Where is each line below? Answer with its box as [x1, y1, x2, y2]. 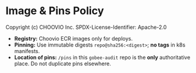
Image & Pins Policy [5, 4, 105, 18]
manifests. [14, 47, 40, 54]
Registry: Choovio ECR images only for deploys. [14, 35, 133, 42]
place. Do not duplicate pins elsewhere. [14, 60, 111, 67]
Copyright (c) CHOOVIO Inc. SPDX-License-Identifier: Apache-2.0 [5, 24, 167, 31]
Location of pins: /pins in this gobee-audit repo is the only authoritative [14, 54, 191, 61]
